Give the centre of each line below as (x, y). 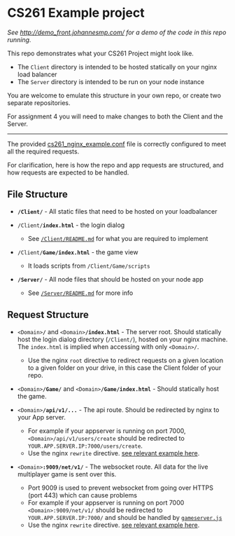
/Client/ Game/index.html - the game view (78, 252)
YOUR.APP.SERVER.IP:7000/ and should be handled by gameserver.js (125, 517)
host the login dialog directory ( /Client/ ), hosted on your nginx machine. (122, 339)
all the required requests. (43, 151)
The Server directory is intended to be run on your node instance (111, 81)
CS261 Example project (76, 13)
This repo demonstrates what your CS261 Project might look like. (101, 53)
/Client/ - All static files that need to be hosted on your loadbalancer (117, 211)
